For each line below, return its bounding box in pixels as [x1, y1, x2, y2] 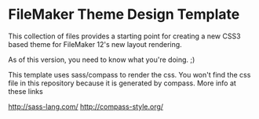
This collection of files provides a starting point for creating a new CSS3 [8, 31, 241, 41]
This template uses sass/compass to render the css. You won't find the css [8, 70, 251, 79]
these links [8, 86, 43, 96]
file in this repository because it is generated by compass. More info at [8, 78, 237, 88]
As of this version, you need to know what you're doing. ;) [8, 55, 195, 64]
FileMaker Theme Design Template [8, 5, 240, 23]
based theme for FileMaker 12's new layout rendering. [8, 39, 182, 49]
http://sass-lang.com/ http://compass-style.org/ [8, 102, 163, 111]
